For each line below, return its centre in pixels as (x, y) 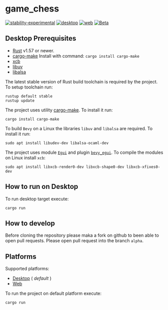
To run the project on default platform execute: (53, 293)
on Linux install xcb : (25, 158)
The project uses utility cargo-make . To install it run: (59, 110)
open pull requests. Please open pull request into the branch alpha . (74, 241)
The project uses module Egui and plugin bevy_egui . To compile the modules (84, 152)
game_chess (32, 9)
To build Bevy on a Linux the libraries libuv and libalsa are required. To (79, 128)
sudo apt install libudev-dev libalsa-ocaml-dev (57, 143)
